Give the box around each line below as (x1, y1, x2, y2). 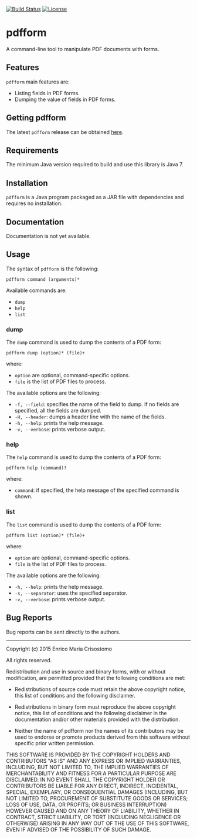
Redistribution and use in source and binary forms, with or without (6, 668, 166, 675)
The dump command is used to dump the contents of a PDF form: (6, 338, 161, 346)
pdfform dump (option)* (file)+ (6, 350, 85, 356)
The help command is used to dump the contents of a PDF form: (6, 454, 161, 461)
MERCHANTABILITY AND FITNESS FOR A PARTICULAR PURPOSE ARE (6, 770, 177, 777)
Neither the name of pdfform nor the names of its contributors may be (14, 727, 184, 734)
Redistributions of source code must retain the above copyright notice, (14, 685, 186, 693)
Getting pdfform (6, 113, 66, 123)
